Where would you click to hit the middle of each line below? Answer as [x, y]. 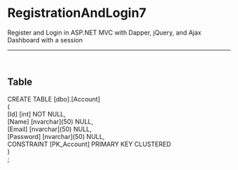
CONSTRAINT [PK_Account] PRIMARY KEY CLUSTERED [89, 144]
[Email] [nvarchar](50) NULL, [50, 129]
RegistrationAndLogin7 [77, 13]
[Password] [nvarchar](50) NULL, [56, 136]
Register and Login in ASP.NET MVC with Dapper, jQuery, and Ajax [104, 32]
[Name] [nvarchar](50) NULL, [50, 121]
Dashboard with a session [45, 40]
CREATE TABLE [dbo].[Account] [54, 99]
